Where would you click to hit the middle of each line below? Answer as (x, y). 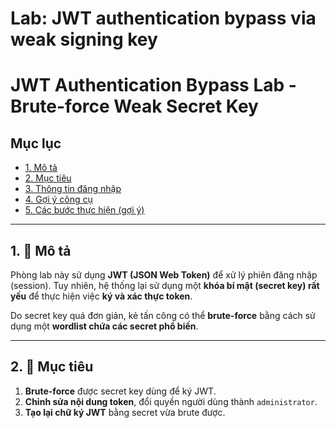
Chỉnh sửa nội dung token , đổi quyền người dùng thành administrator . (171, 401)
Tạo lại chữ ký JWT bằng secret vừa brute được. (125, 412)
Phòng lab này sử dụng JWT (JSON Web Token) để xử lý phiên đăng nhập (164, 275)
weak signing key (84, 39)
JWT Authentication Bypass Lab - (153, 85)
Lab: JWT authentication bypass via (163, 18)
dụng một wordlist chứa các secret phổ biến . (104, 326)
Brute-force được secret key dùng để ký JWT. (120, 391)
